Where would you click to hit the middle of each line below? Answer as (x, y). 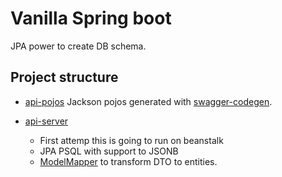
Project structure (64, 77)
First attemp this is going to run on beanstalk (131, 140)
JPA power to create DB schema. (78, 46)
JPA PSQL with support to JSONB (109, 151)
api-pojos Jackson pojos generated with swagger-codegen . (148, 101)
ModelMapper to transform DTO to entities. (128, 161)
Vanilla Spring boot (91, 18)
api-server (46, 121)
